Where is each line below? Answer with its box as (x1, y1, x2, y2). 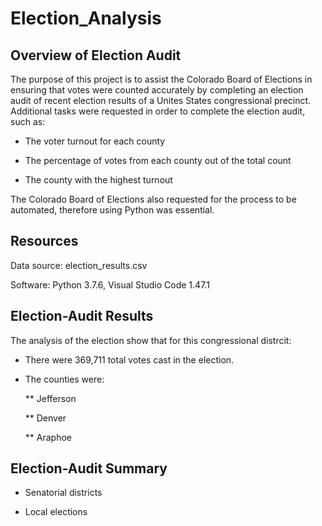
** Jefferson (24, 392, 77, 404)
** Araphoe (24, 431, 72, 443)
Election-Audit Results (10, 308, 154, 325)
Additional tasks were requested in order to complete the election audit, (10, 105, 306, 117)
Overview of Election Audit (10, 47, 182, 64)
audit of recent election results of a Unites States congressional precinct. (10, 95, 312, 106)
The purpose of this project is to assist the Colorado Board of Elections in (10, 73, 313, 85)
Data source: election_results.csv (10, 259, 148, 271)
